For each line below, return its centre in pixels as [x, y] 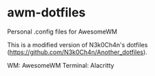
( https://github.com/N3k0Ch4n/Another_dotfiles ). [77, 52]
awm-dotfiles [46, 13]
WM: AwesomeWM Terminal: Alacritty [61, 65]
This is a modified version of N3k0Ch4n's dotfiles [77, 45]
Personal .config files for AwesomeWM [62, 31]
